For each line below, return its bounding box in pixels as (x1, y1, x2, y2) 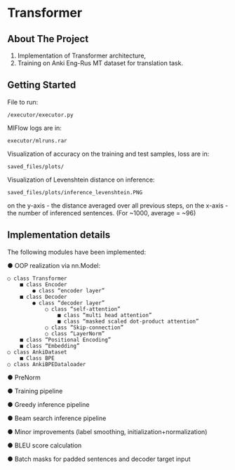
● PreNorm (7, 373, 41, 382)
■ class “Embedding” (20, 342, 80, 349)
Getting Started (7, 79, 76, 91)
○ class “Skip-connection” (44, 324, 124, 331)
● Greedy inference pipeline (7, 400, 90, 408)
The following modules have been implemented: (7, 248, 146, 256)
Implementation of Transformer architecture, (17, 51, 146, 60)
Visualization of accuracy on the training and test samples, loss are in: (7, 149, 210, 158)
